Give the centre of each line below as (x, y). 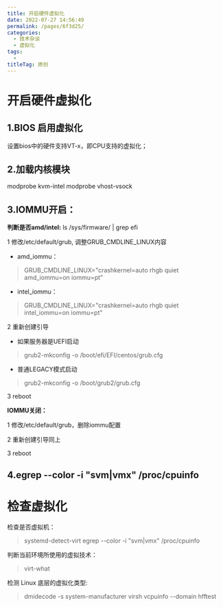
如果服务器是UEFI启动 (48, 342)
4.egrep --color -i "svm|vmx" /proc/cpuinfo (103, 475)
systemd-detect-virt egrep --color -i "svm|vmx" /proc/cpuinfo (112, 540)
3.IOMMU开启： (42, 210)
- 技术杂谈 (27, 39)
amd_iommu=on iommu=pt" (63, 278)
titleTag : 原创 (28, 64)
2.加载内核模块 (39, 170)
